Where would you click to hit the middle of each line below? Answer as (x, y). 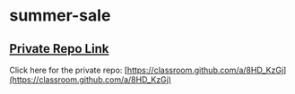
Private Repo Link (59, 49)
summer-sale (60, 16)
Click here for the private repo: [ (69, 70)
